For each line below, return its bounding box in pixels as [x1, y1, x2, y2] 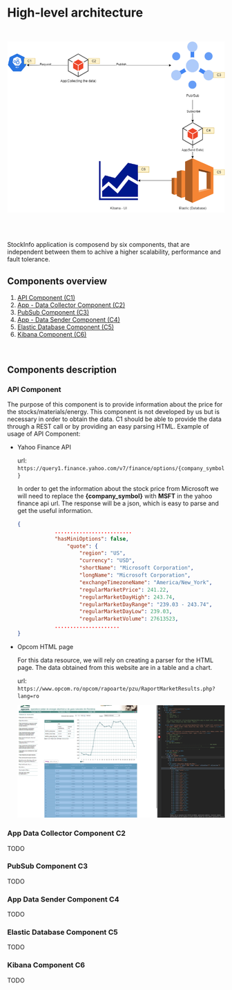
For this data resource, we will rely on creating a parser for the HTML [17, 655, 214, 664]
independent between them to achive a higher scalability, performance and [7, 247, 221, 256]
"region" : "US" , [79, 550, 126, 557]
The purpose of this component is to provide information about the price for [7, 400, 223, 409]
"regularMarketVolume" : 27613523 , [79, 615, 179, 623]
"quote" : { [66, 543, 98, 550]
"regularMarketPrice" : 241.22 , [79, 586, 169, 593]
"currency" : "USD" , [79, 557, 135, 564]
